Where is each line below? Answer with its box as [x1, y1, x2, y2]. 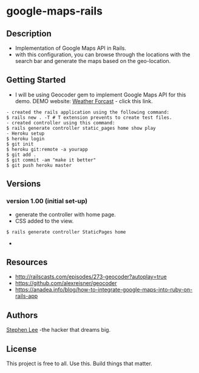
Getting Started [6, 75, 66, 86]
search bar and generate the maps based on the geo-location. [15, 58, 171, 64]
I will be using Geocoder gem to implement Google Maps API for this [15, 91, 186, 98]
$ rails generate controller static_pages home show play [6, 125, 156, 131]
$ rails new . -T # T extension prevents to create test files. [6, 114, 172, 121]
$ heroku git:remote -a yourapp [6, 146, 88, 152]
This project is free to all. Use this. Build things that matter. [6, 360, 153, 367]
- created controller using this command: [6, 119, 115, 126]
